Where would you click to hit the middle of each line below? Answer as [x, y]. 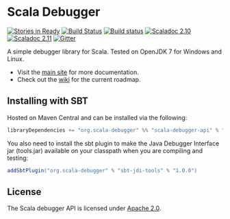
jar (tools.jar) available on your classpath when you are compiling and [105, 150]
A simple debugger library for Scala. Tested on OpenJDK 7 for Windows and [115, 51]
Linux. [16, 58]
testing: [18, 158]
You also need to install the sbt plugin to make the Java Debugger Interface [113, 143]
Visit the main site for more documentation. [78, 72]
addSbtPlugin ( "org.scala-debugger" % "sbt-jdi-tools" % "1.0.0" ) [102, 170]
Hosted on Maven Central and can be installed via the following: [97, 117]
